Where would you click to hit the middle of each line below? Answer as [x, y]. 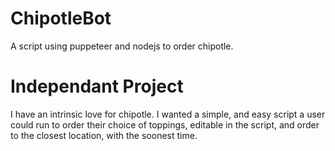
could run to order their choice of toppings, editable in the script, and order [165, 124]
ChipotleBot [61, 18]
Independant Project [97, 86]
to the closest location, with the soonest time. [104, 135]
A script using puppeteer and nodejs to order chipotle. [122, 46]
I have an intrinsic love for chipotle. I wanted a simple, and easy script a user [168, 114]
